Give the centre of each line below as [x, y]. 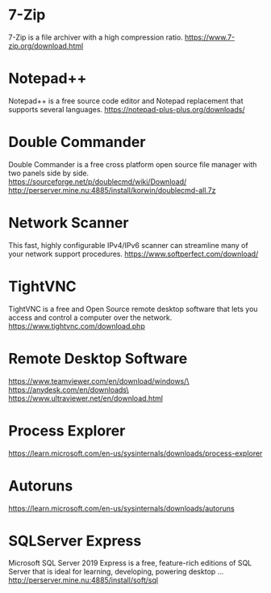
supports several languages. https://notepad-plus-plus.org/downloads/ [127, 109]
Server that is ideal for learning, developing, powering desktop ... [116, 572]
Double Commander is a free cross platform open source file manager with [133, 164]
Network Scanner [69, 223]
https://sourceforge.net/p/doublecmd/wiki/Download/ [98, 181]
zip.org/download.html [46, 45]
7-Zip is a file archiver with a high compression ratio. [96, 37]
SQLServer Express [75, 541]
